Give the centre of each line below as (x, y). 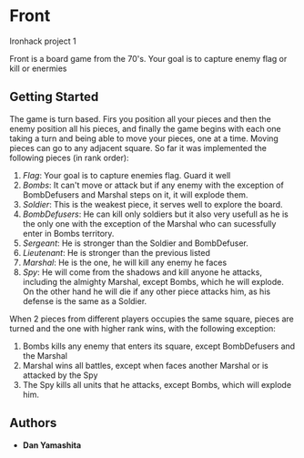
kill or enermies (38, 68)
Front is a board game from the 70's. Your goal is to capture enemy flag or (148, 58)
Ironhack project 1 (43, 41)
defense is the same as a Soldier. (85, 300)
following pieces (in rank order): (69, 158)
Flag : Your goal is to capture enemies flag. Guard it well (127, 175)
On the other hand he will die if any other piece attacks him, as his (147, 291)
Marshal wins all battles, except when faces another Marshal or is (145, 365)
